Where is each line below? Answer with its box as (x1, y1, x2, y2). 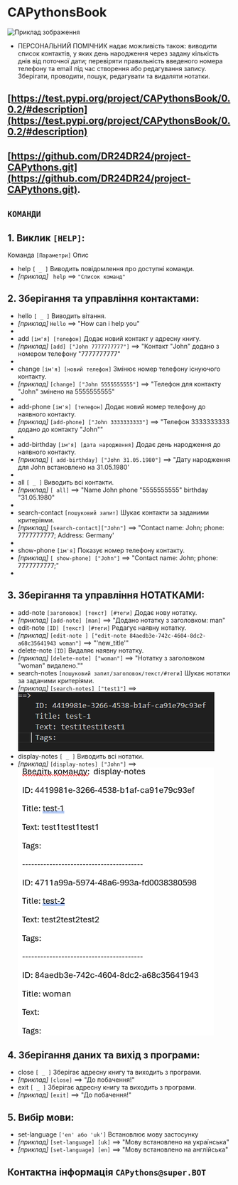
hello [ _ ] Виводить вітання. (17, 311, 107, 320)
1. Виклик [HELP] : (7, 232, 85, 244)
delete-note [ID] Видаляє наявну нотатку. (17, 646, 144, 655)
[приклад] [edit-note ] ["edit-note (17, 631, 126, 639)
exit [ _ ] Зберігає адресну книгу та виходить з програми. (17, 1083, 197, 1092)
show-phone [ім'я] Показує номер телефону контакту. (17, 546, 185, 554)
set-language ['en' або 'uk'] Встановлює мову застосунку (17, 1130, 199, 1139)
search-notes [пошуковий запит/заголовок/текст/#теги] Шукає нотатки (17, 668, 231, 677)
